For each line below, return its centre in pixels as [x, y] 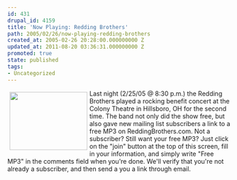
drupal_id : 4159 [31, 21]
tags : [15, 67]
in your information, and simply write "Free [152, 154]
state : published [33, 60]
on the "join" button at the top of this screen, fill [159, 146]
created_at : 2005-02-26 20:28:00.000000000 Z [76, 40]
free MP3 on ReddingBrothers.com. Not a [150, 131]
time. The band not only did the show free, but [157, 116]
